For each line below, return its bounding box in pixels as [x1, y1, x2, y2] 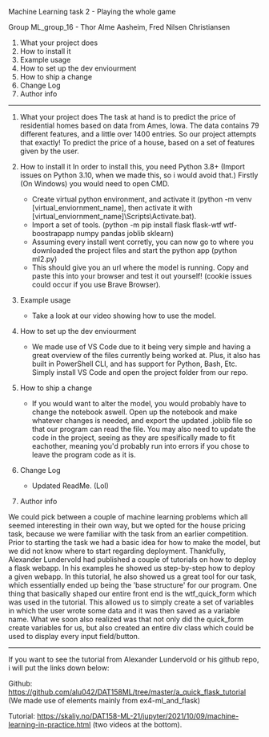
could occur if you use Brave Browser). [31, 280, 162, 289]
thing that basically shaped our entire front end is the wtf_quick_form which [8, 589, 258, 598]
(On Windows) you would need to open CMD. [19, 179, 170, 188]
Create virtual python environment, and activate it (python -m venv [31, 194, 252, 204]
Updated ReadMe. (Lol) [31, 481, 110, 491]
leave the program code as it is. [31, 450, 136, 459]
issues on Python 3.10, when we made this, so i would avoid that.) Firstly [19, 170, 259, 180]
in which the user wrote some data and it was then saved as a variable [8, 606, 240, 615]
